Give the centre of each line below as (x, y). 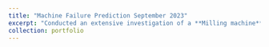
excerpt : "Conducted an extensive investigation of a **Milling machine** (136, 23)
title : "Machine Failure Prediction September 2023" (98, 16)
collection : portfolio (46, 30)
